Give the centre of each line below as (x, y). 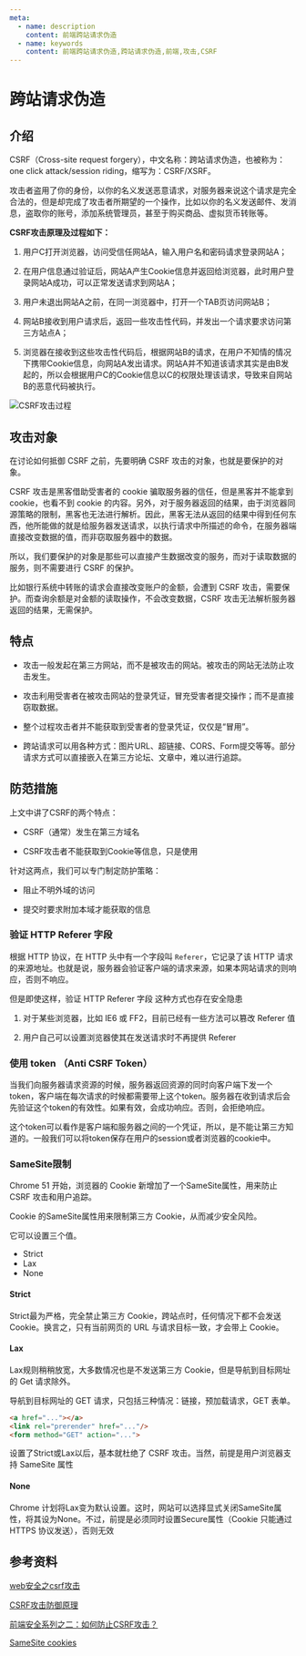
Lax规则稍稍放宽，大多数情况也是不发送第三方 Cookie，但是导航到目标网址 (150, 1370)
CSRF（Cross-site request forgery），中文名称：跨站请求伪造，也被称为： (148, 159)
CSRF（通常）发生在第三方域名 (81, 832)
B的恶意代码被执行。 (61, 386)
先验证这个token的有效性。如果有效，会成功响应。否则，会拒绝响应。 (140, 1108)
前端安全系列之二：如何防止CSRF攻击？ (84, 1624)
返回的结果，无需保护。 (53, 609)
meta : (20, 18)
